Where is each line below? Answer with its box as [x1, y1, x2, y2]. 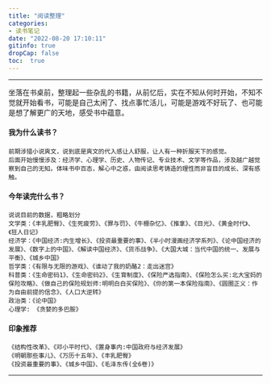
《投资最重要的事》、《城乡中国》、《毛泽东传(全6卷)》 [8, 361, 157, 369]
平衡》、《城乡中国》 [8, 254, 63, 262]
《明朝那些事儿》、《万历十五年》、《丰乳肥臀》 [8, 352, 135, 360]
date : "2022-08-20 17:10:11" [8, 34, 106, 43]
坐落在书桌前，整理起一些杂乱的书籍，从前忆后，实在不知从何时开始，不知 [8, 87, 256, 97]
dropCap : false [8, 49, 60, 57]
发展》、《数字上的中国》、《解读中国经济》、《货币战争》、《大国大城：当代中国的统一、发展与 [8, 245, 261, 254]
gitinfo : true [8, 42, 56, 50]
